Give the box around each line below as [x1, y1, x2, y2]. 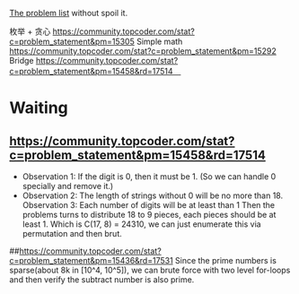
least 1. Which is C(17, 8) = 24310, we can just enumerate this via [22, 219, 262, 229]
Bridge [9, 56, 34, 65]
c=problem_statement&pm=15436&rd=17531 [9, 255, 173, 265]
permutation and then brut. [22, 229, 123, 238]
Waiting [9, 98, 69, 118]
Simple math [136, 36, 183, 47]
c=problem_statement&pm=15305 [9, 36, 135, 47]
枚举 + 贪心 [9, 26, 51, 37]
